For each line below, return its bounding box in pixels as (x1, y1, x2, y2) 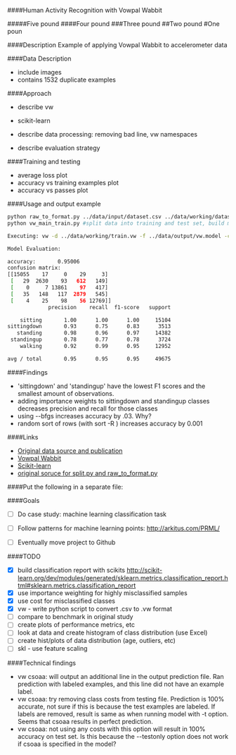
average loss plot (17, 171, 68, 179)
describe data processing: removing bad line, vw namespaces (17, 130, 198, 138)
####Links (7, 432, 39, 441)
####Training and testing (7, 158, 81, 166)
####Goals (7, 496, 40, 504)
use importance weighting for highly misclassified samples (17, 589, 188, 597)
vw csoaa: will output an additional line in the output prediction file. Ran (17, 672, 224, 680)
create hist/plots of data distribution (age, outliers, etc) (17, 637, 176, 645)
